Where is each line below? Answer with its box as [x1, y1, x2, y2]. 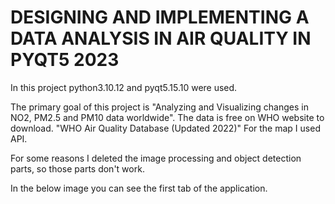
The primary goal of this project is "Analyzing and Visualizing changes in [10, 101, 309, 113]
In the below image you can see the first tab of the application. [10, 182, 268, 194]
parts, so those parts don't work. [10, 162, 145, 175]
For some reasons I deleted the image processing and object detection [10, 152, 302, 164]
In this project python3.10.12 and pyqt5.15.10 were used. [10, 81, 238, 93]
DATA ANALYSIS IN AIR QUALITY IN [10, 27, 312, 50]
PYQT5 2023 [10, 49, 120, 71]
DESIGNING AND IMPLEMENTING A [10, 6, 310, 29]
